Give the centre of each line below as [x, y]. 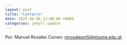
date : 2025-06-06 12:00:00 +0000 [40, 19]
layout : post [19, 10]
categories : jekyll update [33, 23]
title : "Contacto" [24, 14]
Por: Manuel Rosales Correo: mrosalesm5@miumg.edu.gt [63, 37]
